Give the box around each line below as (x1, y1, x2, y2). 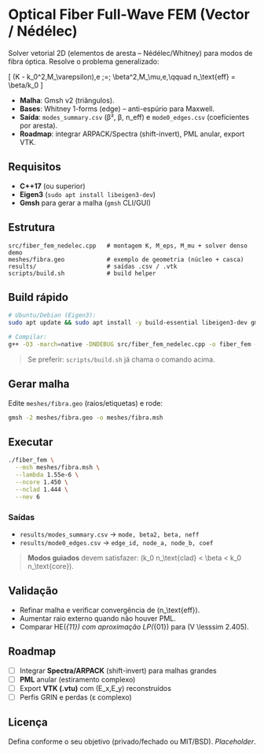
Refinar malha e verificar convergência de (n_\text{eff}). (19, 605, 200, 615)
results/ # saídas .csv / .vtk (8, 262, 178, 270)
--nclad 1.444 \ (15, 485, 68, 493)
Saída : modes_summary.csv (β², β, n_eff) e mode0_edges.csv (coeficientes (19, 112, 250, 121)
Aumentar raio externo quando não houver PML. (19, 613, 177, 623)
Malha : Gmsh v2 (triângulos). (19, 95, 115, 105)
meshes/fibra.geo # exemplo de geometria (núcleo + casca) (8, 255, 244, 263)
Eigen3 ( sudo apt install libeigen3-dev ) (19, 189, 156, 199)
